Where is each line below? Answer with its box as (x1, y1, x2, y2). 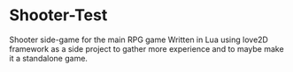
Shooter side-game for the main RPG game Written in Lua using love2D (9, 34, 268, 45)
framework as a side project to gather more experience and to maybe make (9, 43, 285, 54)
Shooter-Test (9, 5, 108, 25)
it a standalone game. (9, 53, 89, 63)
